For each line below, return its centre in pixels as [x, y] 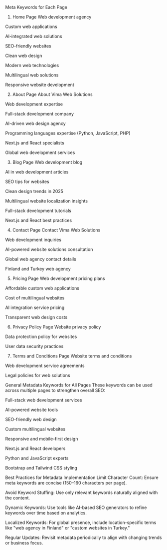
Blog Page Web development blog [47, 162]
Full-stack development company [39, 114]
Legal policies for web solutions [38, 375]
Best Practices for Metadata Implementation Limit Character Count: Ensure [82, 477]
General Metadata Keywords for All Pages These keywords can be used [79, 385]
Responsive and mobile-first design [42, 439]
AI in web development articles [37, 172]
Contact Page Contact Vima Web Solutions [56, 230]
